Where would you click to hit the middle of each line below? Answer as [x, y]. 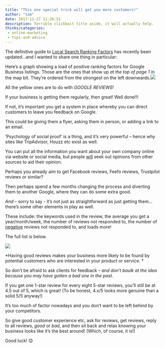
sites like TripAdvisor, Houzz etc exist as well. [52, 142]
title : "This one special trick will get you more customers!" [72, 10]
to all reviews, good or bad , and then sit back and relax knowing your [76, 326]
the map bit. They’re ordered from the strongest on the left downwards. [78, 78]
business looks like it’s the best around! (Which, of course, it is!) [70, 331]
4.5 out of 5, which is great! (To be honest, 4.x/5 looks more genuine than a [82, 290]
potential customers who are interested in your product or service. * [75, 261]
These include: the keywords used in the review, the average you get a [77, 216]
